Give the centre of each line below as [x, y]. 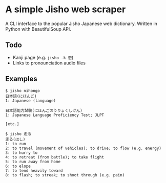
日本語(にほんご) [21, 96]
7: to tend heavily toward [34, 170]
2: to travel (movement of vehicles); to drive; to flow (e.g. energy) [83, 148]
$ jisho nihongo [23, 90]
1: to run [16, 144]
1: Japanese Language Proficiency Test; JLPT [55, 115]
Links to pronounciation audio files [49, 63]
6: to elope [18, 166]
